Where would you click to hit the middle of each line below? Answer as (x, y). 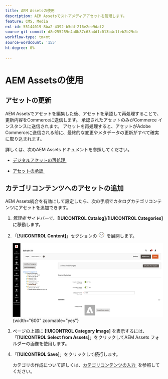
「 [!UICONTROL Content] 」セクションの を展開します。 (74, 236)
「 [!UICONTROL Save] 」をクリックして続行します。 (66, 354)
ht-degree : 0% (20, 48)
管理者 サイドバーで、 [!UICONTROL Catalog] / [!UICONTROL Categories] (88, 218)
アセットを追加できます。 (45, 208)
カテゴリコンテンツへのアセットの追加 (64, 188)
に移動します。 (28, 225)
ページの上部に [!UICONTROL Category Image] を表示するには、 (80, 331)
